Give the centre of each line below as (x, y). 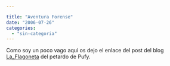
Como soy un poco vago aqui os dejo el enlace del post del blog (85, 51)
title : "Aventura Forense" (40, 17)
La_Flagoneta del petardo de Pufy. (48, 56)
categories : (21, 28)
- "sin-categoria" (35, 33)
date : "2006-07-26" (30, 22)
